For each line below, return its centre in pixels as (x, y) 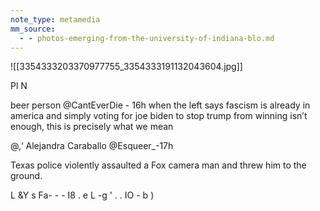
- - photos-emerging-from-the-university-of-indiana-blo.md (147, 38)
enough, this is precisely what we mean (92, 127)
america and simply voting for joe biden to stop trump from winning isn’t (159, 116)
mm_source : (33, 29)
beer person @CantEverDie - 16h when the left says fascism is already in (160, 105)
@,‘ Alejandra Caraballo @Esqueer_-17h (92, 146)
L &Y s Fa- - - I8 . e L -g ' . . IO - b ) (82, 195)
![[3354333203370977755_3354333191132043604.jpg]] (126, 67)
